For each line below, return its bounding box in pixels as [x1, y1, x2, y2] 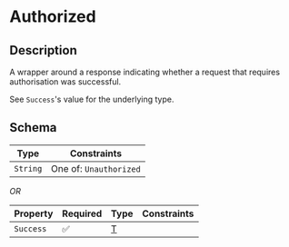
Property [14, 207, 54, 220]
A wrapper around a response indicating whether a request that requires [9, 66, 280, 77]
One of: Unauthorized [51, 162, 141, 174]
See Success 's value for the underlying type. [9, 94, 174, 104]
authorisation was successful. [9, 76, 122, 87]
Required [62, 207, 103, 220]
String [14, 163, 43, 173]
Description [9, 43, 77, 58]
